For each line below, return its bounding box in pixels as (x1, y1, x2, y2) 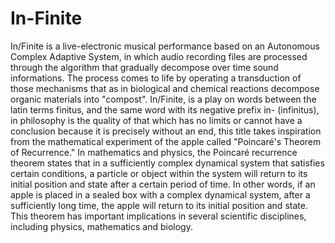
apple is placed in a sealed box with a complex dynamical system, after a (10, 188, 311, 201)
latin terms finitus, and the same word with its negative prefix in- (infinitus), (10, 103, 320, 116)
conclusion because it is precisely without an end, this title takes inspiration (10, 125, 322, 137)
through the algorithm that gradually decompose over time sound (10, 61, 279, 73)
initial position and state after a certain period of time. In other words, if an (10, 178, 316, 190)
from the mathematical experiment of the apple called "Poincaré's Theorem (10, 135, 322, 147)
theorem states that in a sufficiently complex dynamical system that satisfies (10, 157, 325, 169)
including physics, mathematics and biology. (10, 220, 193, 232)
